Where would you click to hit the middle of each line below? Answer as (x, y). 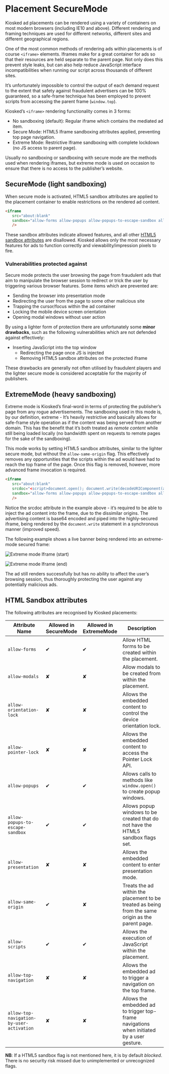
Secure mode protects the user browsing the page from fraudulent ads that (83, 275)
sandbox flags (139, 838)
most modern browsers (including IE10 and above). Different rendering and (83, 28)
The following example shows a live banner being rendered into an (74, 539)
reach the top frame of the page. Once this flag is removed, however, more (82, 465)
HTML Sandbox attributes (46, 600)
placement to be (142, 898)
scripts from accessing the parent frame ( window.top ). (61, 101)
